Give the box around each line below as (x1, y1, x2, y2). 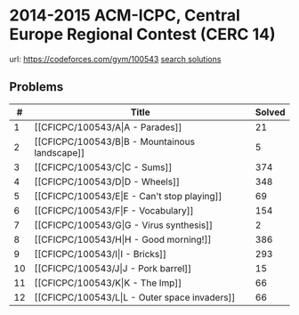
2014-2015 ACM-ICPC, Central (9, 5, 240, 26)
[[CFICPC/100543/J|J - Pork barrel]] (34, 262, 192, 274)
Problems (9, 79, 64, 94)
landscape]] (34, 146, 85, 158)
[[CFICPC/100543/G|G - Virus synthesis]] (34, 219, 214, 231)
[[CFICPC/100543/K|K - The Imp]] (34, 277, 182, 289)
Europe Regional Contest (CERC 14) (9, 24, 276, 44)
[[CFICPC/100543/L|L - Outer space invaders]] (34, 291, 236, 303)
